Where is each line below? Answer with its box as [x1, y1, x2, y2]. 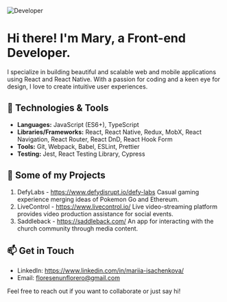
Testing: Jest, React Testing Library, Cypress [16, 150, 145, 158]
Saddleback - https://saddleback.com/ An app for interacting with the [16, 217, 214, 225]
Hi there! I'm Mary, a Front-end [7, 31, 187, 46]
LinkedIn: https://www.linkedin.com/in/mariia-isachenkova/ [16, 266, 184, 275]
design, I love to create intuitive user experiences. [7, 82, 148, 91]
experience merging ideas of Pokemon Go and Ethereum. [16, 195, 180, 203]
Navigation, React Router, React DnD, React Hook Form [16, 135, 173, 143]
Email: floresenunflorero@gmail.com [16, 274, 120, 282]
